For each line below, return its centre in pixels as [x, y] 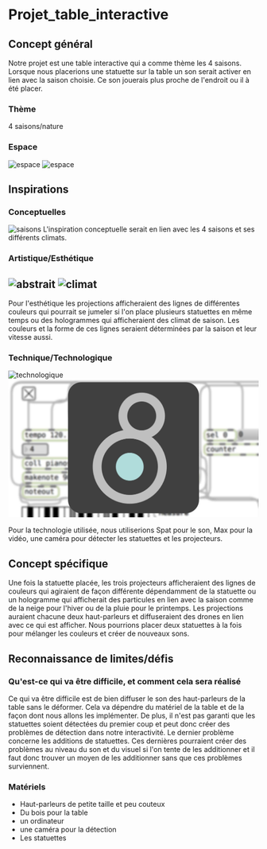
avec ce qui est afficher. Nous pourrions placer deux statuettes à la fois [125, 625]
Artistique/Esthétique [51, 259]
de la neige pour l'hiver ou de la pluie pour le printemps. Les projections [126, 608]
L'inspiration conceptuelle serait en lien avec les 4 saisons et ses [149, 229]
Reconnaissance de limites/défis [91, 658]
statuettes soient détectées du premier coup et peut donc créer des [119, 724]
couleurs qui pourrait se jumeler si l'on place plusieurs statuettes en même [130, 312]
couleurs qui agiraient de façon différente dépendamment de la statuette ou [132, 591]
